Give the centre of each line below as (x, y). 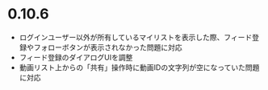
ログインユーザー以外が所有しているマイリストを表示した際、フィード (136, 37)
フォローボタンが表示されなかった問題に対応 (108, 47)
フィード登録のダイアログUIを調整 (76, 57)
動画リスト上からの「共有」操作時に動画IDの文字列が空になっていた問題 (139, 67)
